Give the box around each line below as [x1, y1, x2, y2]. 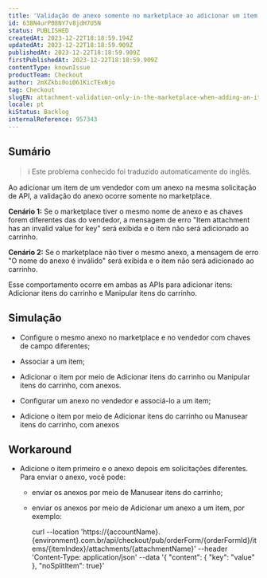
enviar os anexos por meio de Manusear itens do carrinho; [31, 488, 223, 497]
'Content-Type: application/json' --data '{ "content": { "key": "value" [31, 552, 256, 562]
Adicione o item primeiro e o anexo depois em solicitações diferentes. [19, 464, 249, 474]
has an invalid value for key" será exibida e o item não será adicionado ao [8, 223, 249, 233]
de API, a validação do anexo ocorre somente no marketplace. [8, 191, 212, 200]
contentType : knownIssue [8, 64, 91, 72]
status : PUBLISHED [8, 26, 69, 34]
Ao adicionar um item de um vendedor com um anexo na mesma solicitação [8, 183, 257, 192]
